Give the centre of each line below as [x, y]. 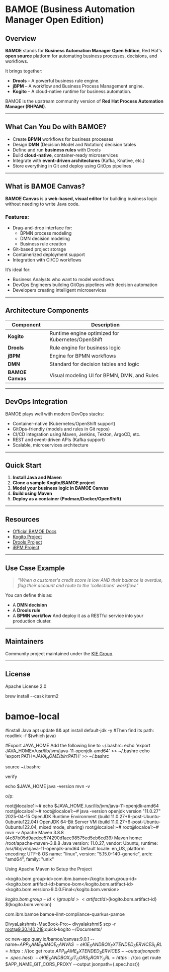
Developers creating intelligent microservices [59, 290]
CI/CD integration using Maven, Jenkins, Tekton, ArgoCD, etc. [76, 434]
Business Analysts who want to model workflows [63, 279]
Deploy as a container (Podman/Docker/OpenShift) [67, 499]
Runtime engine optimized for [84, 333]
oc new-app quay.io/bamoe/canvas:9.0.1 [47, 939]
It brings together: [24, 71]
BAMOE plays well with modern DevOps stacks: [55, 414]
